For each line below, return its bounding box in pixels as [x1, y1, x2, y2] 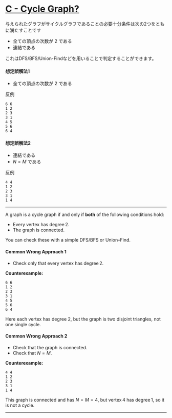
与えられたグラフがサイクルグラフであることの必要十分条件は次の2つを [5, 21, 156, 27]
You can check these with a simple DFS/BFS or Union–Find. [5, 237, 131, 243]
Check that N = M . [12, 350, 52, 356]
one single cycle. [5, 321, 41, 327]
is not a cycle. [5, 402, 35, 408]
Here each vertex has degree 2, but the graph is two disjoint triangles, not [5, 316, 161, 322]
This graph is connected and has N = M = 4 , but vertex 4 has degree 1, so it [5, 396, 165, 403]
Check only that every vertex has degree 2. [12, 260, 104, 266]
